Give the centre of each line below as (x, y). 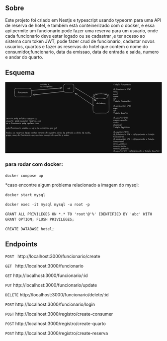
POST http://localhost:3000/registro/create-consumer (59, 314)
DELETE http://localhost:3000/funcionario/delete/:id (57, 294)
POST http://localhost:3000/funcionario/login (50, 304)
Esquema (20, 73)
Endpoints (21, 244)
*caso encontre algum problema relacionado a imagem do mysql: (72, 185)
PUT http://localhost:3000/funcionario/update (51, 285)
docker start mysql (25, 195)
